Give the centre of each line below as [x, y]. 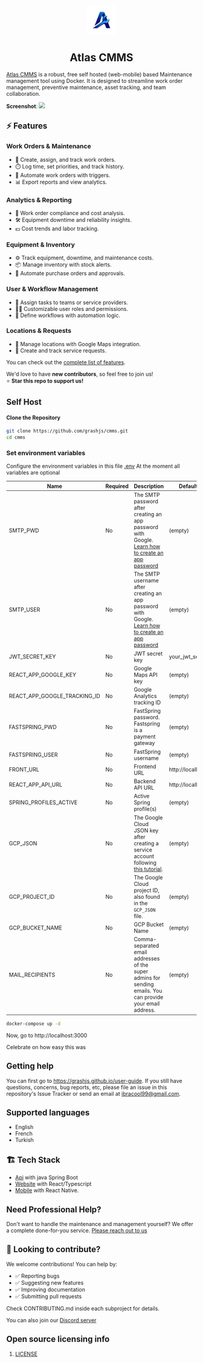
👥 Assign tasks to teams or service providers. [71, 302]
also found [147, 896]
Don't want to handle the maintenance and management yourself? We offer [100, 1224]
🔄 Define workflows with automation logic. [68, 315]
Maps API [146, 675]
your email [147, 1004]
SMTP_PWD [24, 530]
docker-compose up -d [34, 1024]
